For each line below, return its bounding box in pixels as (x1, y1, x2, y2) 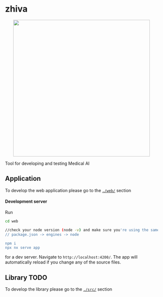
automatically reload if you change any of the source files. (5, 259, 121, 265)
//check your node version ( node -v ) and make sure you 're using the (5, 227, 149, 232)
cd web (5, 219, 18, 224)
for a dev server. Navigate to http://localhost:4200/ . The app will (5, 254, 138, 260)
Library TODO (5, 273, 48, 281)
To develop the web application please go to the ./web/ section (5, 187, 131, 193)
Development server (5, 198, 48, 205)
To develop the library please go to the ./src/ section (5, 286, 113, 292)
